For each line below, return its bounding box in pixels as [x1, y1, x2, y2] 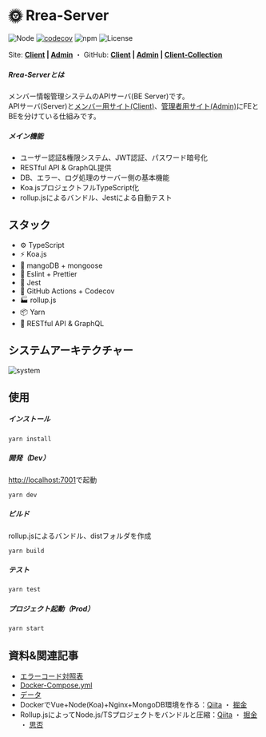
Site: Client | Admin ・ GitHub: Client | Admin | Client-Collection [8, 50, 223, 59]
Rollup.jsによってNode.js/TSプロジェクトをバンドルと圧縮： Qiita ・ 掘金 [19, 710, 258, 719]
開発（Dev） [8, 453, 50, 463]
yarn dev [8, 491, 38, 499]
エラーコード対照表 [19, 671, 84, 681]
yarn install [8, 435, 52, 443]
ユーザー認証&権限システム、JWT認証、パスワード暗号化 [19, 153, 208, 162]
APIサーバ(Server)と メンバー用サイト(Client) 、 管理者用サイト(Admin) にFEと [8, 101, 260, 110]
